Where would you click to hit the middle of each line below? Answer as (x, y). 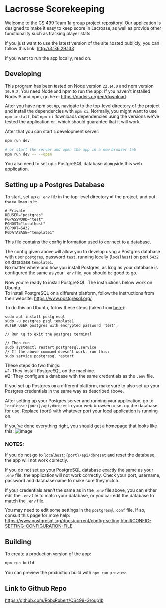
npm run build (20, 563)
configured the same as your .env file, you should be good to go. (71, 273)
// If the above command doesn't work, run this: (57, 352)
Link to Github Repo (36, 588)
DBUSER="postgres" (24, 215)
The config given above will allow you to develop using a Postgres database (83, 252)
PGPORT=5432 (17, 228)
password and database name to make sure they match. (62, 481)
